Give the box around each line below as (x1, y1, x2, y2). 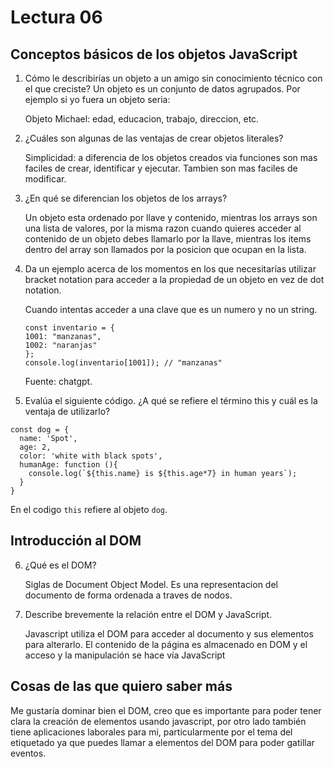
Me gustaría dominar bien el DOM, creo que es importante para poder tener (10, 704, 322, 716)
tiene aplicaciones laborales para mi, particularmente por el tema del (10, 726, 293, 738)
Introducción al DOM (10, 532, 142, 550)
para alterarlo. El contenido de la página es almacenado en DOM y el (24, 638, 308, 650)
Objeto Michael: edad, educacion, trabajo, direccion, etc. (24, 113, 260, 125)
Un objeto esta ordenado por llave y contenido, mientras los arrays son (24, 212, 318, 223)
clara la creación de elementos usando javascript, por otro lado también (10, 715, 307, 727)
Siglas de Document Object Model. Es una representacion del (24, 578, 278, 590)
